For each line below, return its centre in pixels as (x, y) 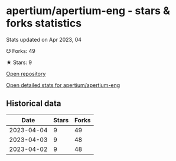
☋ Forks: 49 (21, 51)
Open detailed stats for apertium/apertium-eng (63, 85)
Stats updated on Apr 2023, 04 (44, 39)
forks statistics (44, 23)
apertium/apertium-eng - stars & (88, 11)
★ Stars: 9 (19, 62)
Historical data (34, 104)
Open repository (26, 73)
